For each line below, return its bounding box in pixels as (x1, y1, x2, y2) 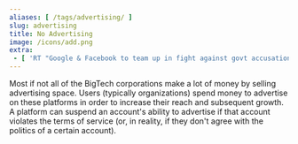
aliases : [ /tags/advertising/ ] (9, 12, 133, 22)
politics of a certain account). (9, 125, 117, 135)
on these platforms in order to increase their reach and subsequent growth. (9, 97, 284, 107)
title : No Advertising (9, 29, 93, 38)
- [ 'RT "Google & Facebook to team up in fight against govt (12, 54, 248, 63)
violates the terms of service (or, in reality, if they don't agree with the (9, 116, 264, 126)
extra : (9, 46, 34, 55)
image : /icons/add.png (9, 37, 93, 47)
